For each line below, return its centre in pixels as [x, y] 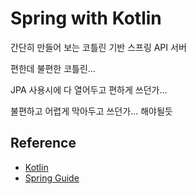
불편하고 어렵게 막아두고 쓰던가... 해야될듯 [91, 111]
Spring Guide [52, 178]
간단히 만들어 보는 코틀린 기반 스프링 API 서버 [98, 47]
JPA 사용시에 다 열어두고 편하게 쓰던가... [89, 89]
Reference [43, 143]
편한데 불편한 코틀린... [53, 68]
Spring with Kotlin [86, 18]
